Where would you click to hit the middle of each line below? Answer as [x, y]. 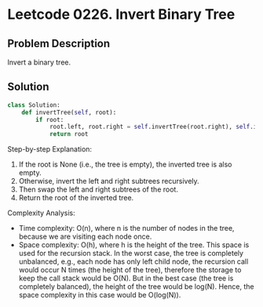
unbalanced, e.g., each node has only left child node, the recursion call [133, 261]
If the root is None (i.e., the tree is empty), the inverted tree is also [125, 164]
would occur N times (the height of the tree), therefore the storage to [130, 270]
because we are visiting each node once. [85, 236]
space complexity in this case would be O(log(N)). [100, 295]
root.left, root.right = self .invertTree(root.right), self [150, 127]
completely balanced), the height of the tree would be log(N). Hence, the [136, 287]
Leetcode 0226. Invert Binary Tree [121, 15]
